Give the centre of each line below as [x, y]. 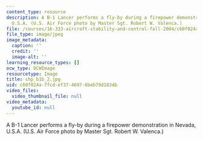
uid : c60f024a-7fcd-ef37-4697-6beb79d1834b [62, 85]
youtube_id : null [34, 107]
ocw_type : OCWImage [31, 68]
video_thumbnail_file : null [47, 96]
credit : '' [25, 51]
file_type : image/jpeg [35, 34]
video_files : [23, 91]
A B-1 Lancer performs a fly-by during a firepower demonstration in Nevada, [101, 125]
